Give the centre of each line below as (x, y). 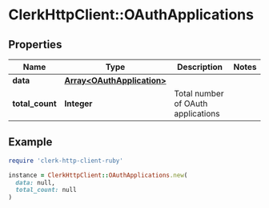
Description (200, 67)
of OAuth (191, 104)
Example (30, 142)
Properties (35, 45)
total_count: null (46, 190)
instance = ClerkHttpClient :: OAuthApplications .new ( (98, 175)
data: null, (36, 182)
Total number (199, 94)
